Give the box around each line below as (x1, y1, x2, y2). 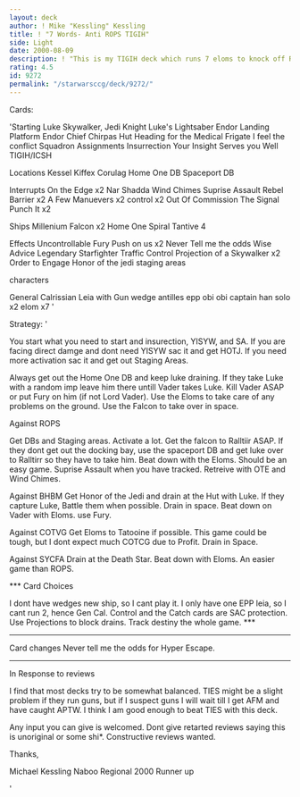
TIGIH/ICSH (9, 149, 52, 161)
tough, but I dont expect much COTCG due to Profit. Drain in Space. (9, 536, 259, 547)
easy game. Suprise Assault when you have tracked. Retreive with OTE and (9, 464, 286, 474)
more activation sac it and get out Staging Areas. (9, 355, 189, 365)
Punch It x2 (9, 203, 52, 214)
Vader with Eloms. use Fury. (9, 509, 112, 520)
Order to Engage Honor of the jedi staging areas (9, 256, 186, 268)
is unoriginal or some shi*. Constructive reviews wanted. (9, 731, 216, 742)
